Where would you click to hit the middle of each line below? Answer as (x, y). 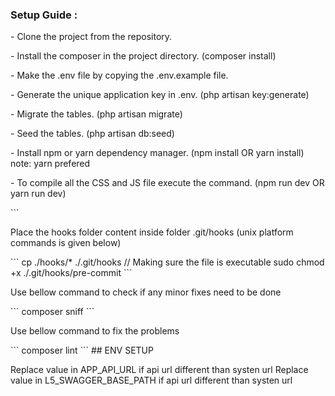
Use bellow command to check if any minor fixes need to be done (146, 292)
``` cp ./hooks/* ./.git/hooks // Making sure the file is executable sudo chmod (167, 262)
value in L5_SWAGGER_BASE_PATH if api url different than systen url (151, 380)
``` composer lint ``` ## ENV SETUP (82, 350)
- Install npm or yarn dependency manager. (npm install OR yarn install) (157, 153)
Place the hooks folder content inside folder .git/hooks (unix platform (152, 232)
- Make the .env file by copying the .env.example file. (119, 75)
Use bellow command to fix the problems (95, 331)
